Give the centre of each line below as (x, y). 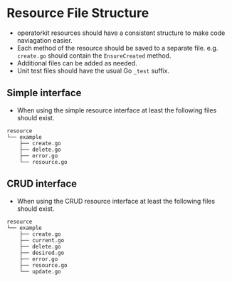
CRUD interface (42, 184)
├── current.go (42, 240)
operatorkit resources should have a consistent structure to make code (121, 33)
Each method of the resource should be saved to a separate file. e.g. (117, 48)
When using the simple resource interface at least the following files (117, 110)
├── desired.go (42, 253)
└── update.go (40, 271)
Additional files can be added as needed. (77, 63)
